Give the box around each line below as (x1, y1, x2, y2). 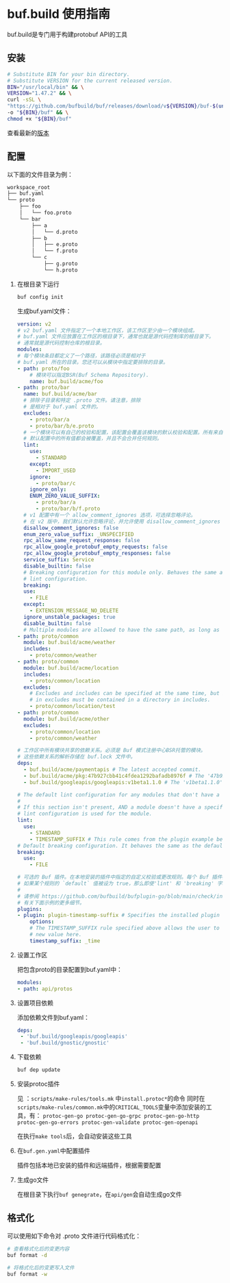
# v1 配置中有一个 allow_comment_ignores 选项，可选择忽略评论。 (23, 511, 196, 518)
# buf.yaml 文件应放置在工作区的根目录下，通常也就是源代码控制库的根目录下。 (16, 333, 214, 340)
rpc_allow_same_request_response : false (23, 537, 140, 544)
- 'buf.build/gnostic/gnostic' (20, 1040, 110, 1047)
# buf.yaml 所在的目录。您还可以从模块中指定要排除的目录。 (16, 358, 169, 365)
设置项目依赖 (16, 999, 53, 1007)
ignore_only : (29, 486, 67, 493)
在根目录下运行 (16, 280, 60, 288)
